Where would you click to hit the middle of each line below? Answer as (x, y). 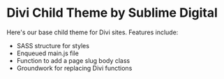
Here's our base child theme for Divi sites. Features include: (92, 32)
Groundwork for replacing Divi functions (74, 68)
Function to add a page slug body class (73, 60)
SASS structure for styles (53, 45)
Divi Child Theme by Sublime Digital (112, 13)
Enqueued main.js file (48, 53)
